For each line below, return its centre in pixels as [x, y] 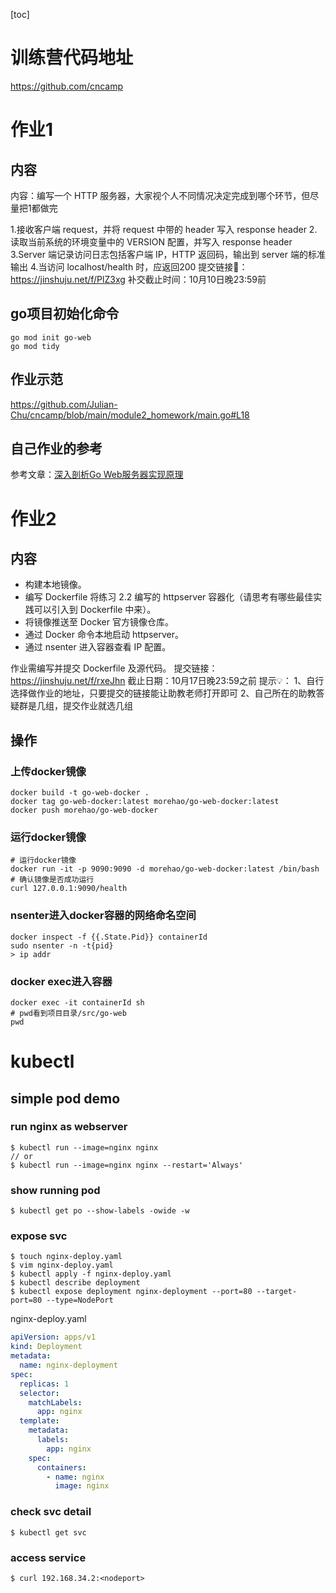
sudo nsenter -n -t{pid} [62, 945]
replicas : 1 [44, 1384]
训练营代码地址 [72, 58]
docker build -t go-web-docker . [80, 793]
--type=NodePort [80, 1300]
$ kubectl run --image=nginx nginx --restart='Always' [127, 1165]
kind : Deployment [46, 1347]
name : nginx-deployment [68, 1365]
